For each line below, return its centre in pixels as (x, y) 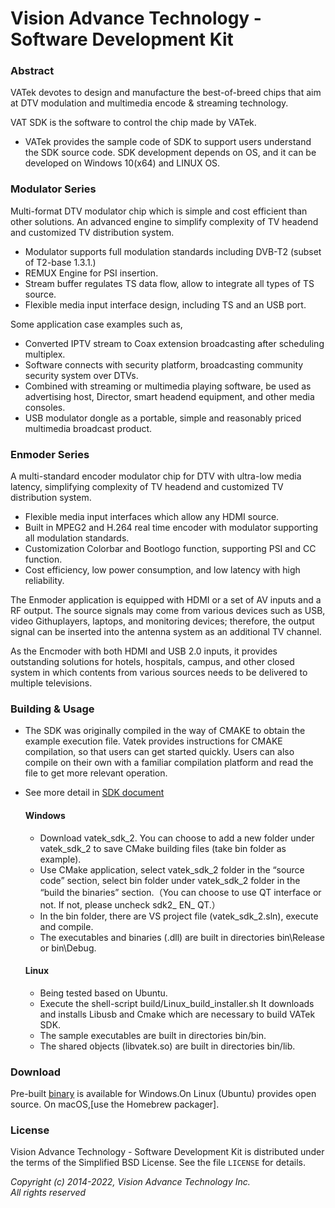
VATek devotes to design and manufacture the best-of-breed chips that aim (166, 93)
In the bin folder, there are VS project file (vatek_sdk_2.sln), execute (179, 916)
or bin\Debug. (68, 948)
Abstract (32, 71)
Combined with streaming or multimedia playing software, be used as (168, 386)
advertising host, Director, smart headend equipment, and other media (169, 396)
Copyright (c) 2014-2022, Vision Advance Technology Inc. (130, 1182)
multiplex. (45, 354)
